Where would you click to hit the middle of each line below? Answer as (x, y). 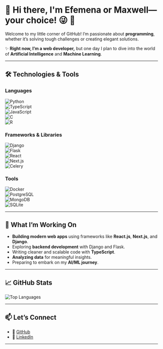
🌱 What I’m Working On (41, 224)
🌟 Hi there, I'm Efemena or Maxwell (77, 10)
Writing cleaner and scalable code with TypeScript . (64, 252)
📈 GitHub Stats (29, 283)
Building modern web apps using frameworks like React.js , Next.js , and (85, 236)
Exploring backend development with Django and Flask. (68, 247)
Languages (19, 91)
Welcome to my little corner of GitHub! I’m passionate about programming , (80, 34)
